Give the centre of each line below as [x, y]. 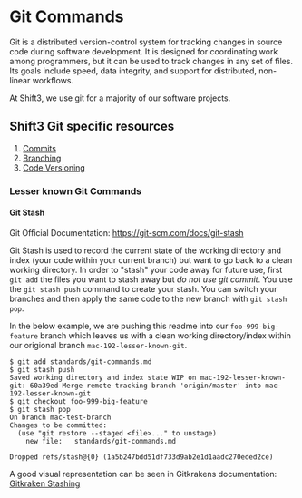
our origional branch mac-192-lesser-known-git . [98, 345]
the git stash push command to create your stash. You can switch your [143, 288]
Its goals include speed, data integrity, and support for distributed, [133, 71]
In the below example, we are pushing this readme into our [119, 326]
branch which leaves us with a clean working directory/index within [166, 335]
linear [20, 80]
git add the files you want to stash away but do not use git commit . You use [151, 279]
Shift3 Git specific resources [92, 127]
